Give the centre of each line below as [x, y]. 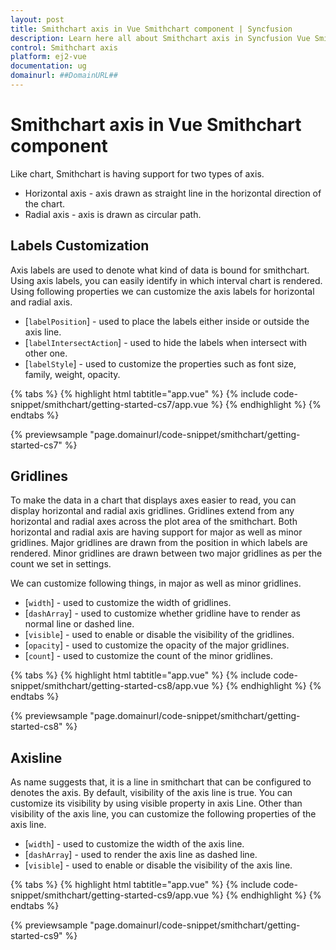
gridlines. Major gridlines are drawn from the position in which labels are [159, 543]
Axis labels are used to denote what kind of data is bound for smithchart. [160, 270]
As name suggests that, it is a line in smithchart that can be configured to [161, 782]
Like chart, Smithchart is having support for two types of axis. [137, 173]
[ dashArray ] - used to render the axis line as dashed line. [141, 855]
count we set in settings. [61, 564]
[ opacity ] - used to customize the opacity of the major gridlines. [157, 645]
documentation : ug [48, 66]
